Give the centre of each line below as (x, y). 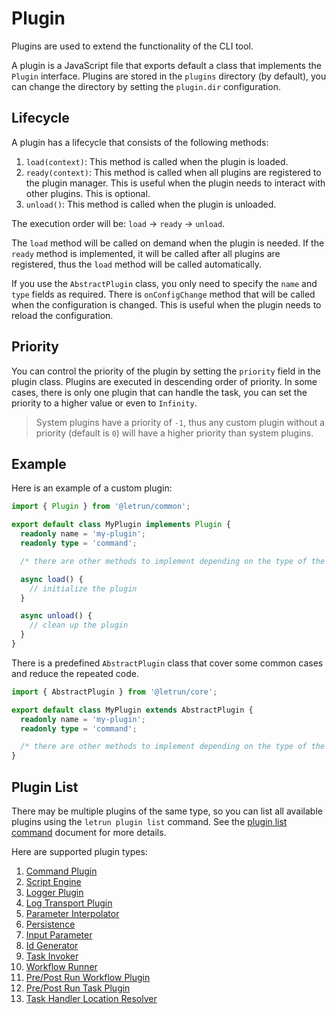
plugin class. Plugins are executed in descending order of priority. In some (164, 381)
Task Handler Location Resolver (91, 998)
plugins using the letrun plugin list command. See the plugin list (149, 821)
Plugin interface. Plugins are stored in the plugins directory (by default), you (169, 76)
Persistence (50, 924)
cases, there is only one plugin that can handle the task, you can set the (159, 392)
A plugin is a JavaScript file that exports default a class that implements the (166, 65)
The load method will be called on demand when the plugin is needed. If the (168, 243)
